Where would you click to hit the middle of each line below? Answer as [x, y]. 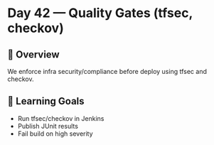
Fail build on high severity [55, 134]
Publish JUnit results [48, 126]
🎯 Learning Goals [46, 101]
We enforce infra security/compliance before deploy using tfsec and [107, 71]
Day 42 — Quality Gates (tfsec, [100, 13]
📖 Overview [33, 54]
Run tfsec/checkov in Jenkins [61, 118]
